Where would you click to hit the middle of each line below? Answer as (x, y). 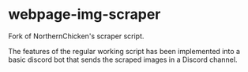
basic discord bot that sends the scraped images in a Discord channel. (123, 59)
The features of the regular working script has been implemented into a (124, 51)
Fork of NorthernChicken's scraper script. (76, 36)
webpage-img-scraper (85, 14)
